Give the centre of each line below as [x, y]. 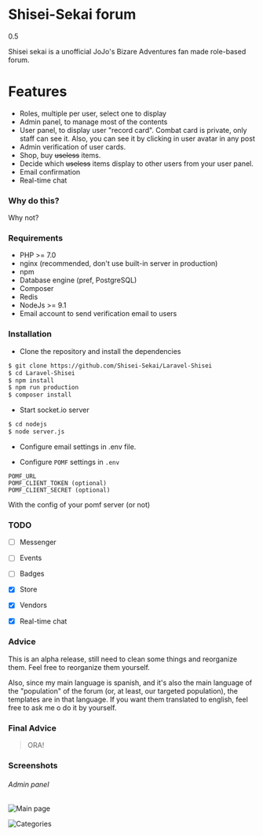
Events [31, 558]
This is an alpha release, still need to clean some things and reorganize [123, 659]
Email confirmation [50, 171]
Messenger [38, 542]
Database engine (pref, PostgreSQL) [78, 280]
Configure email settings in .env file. [78, 447]
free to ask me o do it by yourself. [62, 707]
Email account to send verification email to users [98, 314]
